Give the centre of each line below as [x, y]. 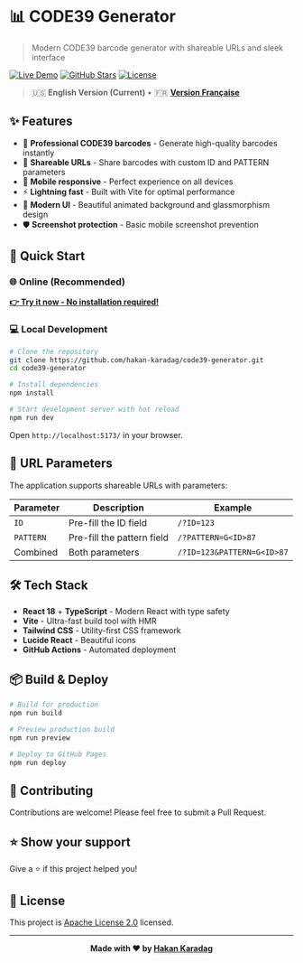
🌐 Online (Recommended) [68, 282]
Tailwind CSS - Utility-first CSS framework [102, 631]
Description [119, 508]
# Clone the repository [54, 351]
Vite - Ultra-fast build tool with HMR [89, 621]
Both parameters [104, 552]
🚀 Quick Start [47, 256]
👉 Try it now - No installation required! [84, 302]
